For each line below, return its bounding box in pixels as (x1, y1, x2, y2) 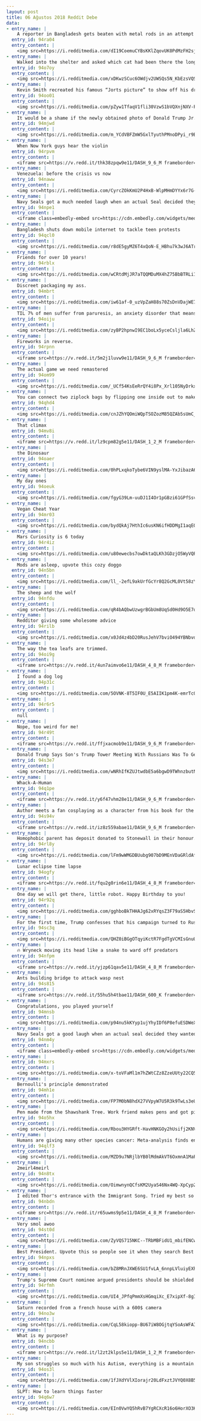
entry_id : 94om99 (11, 372, 55, 378)
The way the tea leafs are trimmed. (17, 645, 109, 652)
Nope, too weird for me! (17, 723, 79, 730)
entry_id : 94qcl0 (11, 232, 55, 238)
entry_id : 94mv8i (11, 428, 55, 434)
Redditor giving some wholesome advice (17, 618, 117, 624)
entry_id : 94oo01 (11, 93, 55, 99)
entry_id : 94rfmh (11, 1282, 55, 1289)
